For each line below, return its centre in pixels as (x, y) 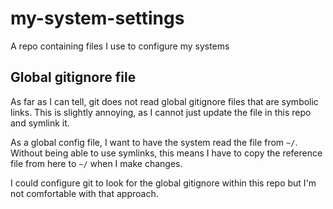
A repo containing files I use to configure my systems (120, 46)
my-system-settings (97, 18)
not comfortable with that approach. (84, 193)
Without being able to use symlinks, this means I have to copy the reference (166, 153)
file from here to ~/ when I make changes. (96, 163)
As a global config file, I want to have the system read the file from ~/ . (154, 142)
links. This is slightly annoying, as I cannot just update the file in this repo (161, 112)
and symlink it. (40, 123)
